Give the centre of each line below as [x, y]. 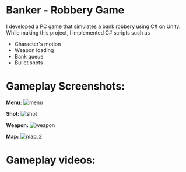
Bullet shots [29, 63]
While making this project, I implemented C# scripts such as [78, 32]
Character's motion [38, 44]
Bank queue [29, 56]
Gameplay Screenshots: [66, 86]
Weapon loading [34, 50]
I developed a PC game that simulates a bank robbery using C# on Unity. [93, 26]
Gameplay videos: [51, 160]
